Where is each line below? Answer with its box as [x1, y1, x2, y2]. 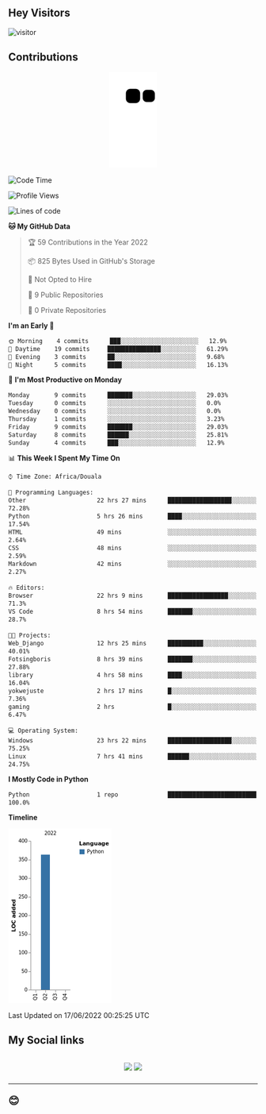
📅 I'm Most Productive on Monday [8, 375, 123, 384]
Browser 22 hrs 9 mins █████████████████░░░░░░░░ [8, 592, 257, 599]
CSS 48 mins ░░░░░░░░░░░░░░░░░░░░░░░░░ [8, 544, 257, 552]
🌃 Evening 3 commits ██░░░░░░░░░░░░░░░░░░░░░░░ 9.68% [8, 353, 225, 360]
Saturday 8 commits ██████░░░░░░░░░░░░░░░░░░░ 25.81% [8, 430, 228, 439]
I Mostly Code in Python [8, 774, 89, 784]
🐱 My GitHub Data [8, 222, 71, 231]
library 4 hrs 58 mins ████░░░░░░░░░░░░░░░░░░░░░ [8, 671, 257, 679]
